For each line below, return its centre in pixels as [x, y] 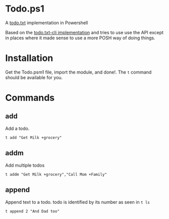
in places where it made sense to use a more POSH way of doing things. [80, 38]
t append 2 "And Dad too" [32, 211]
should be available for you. [34, 77]
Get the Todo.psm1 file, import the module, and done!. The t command [78, 72]
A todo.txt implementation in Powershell [47, 23]
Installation [29, 58]
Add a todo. [17, 128]
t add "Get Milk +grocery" [34, 137]
